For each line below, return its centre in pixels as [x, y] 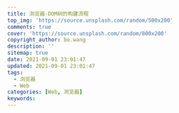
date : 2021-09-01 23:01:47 [46, 60]
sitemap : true [28, 53]
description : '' [31, 46]
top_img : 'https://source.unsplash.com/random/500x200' [90, 20]
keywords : [22, 99]
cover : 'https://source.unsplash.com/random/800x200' [87, 33]
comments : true [29, 27]
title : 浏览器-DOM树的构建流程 [48, 14]
